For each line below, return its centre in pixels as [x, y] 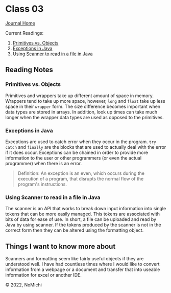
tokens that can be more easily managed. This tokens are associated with [82, 214]
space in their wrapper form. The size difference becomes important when [83, 106]
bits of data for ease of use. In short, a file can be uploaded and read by [81, 219]
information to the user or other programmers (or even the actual [74, 158]
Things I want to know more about [60, 246]
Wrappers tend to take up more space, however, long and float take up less [85, 101]
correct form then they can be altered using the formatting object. [75, 230]
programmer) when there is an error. [44, 163]
